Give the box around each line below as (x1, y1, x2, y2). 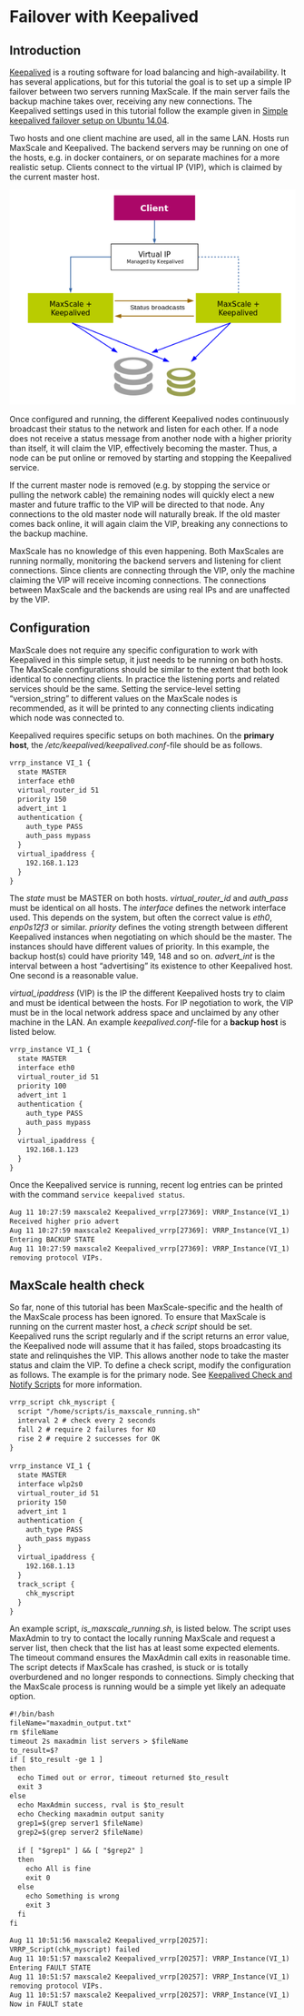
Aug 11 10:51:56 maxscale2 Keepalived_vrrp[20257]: (9, 1936, 209, 1945)
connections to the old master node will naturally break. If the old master (9, 508, 281, 520)
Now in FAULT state (9, 2000, 83, 2009)
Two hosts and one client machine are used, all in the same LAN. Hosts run (9, 133, 289, 143)
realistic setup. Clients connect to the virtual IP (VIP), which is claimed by (9, 162, 283, 172)
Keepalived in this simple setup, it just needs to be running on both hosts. (9, 653, 284, 665)
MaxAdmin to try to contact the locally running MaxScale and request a (9, 1633, 276, 1644)
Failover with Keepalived (9, 6, 200, 27)
